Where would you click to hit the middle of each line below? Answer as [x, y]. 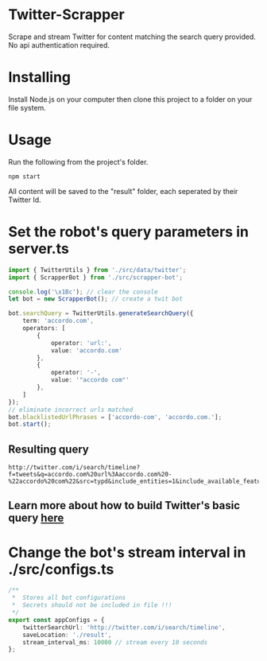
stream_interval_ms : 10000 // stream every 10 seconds [115, 642]
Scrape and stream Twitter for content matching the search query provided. [132, 37]
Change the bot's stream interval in [127, 552]
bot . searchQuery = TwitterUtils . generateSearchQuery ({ [101, 313]
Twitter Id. [25, 200]
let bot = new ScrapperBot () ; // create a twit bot [95, 299]
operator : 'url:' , [81, 343]
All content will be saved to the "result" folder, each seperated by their [123, 191]
